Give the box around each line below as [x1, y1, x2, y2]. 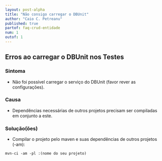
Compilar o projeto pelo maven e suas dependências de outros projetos [12, 136, 157, 142]
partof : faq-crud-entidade [5, 26, 60, 31]
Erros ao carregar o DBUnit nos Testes [5, 53, 124, 62]
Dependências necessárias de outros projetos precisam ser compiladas [12, 107, 158, 113]
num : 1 [5, 30, 19, 35]
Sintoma [5, 67, 26, 74]
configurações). [12, 84, 45, 90]
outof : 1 [5, 35, 23, 40]
